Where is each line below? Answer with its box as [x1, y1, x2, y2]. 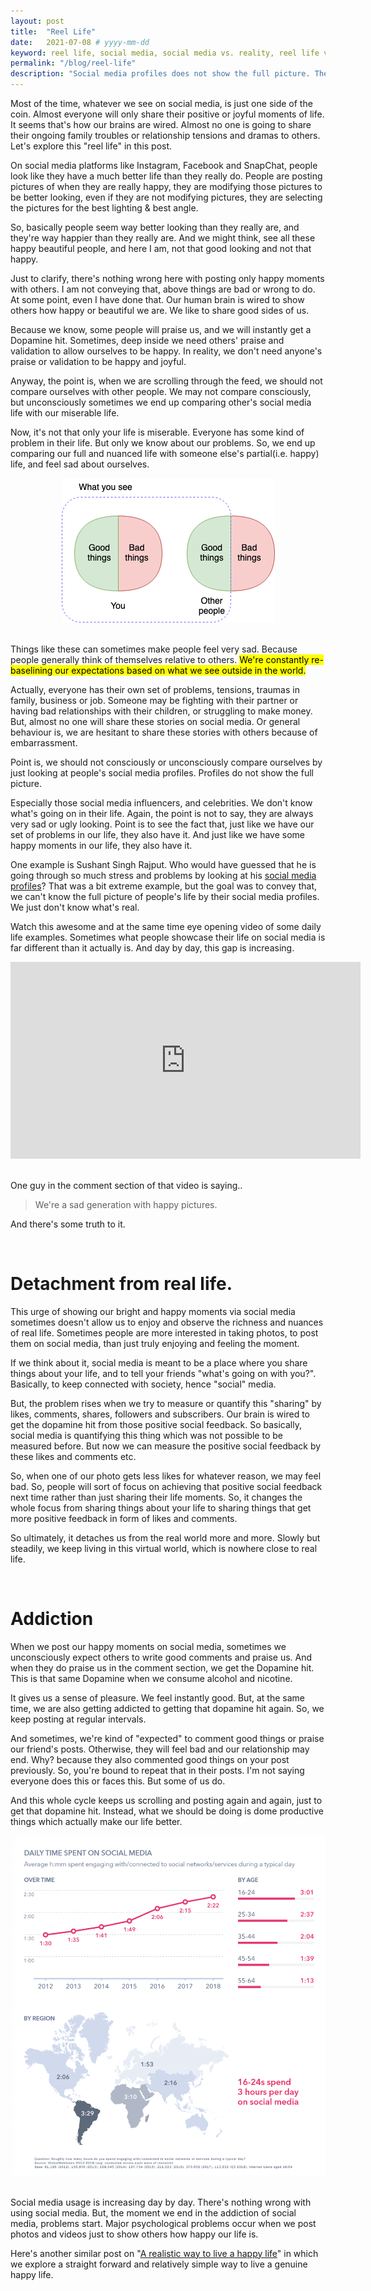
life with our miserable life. [10, 407, 120, 419]
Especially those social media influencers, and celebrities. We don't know [10, 797, 313, 809]
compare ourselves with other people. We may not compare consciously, [10, 386, 312, 397]
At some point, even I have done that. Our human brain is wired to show [10, 294, 305, 305]
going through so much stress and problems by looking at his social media [10, 870, 317, 881]
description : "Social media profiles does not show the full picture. [10, 69, 311, 79]
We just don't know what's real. [10, 901, 140, 913]
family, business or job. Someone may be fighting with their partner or [10, 695, 299, 706]
